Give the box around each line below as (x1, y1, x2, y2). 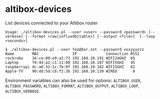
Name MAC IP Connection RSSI (5, 51, 140, 56)
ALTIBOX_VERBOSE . (5, 88, 40, 94)
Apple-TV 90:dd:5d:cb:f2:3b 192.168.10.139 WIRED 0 (5, 69, 135, 74)
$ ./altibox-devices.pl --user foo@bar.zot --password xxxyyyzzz (5, 47, 144, 52)
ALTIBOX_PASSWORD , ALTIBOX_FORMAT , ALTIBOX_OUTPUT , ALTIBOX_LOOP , (5, 83, 139, 89)
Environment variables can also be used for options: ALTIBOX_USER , (5, 77, 141, 83)
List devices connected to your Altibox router (5, 20, 98, 26)
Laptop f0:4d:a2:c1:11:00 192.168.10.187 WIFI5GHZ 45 (5, 60, 135, 65)
